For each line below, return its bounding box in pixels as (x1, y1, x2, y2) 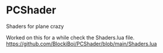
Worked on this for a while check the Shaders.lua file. (6, 34, 135, 41)
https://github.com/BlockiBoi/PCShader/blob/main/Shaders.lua (6, 40, 157, 47)
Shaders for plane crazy (6, 23, 64, 30)
